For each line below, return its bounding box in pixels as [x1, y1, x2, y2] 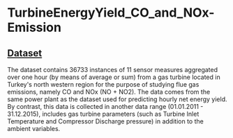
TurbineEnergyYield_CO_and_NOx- [7, 5, 215, 21]
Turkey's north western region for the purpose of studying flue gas [7, 80, 200, 88]
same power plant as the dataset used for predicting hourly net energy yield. [7, 95, 227, 103]
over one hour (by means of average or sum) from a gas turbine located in [7, 73, 221, 81]
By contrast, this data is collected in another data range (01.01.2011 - [7, 103, 204, 110]
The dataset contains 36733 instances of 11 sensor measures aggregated [7, 66, 218, 74]
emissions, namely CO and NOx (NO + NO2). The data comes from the [7, 88, 211, 96]
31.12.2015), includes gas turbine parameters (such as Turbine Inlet [7, 110, 200, 118]
